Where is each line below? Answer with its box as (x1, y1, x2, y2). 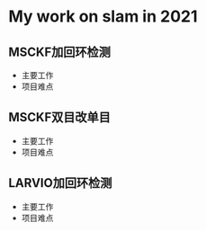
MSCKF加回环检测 (8, 44, 112, 59)
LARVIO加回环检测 (8, 175, 112, 191)
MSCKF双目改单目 (8, 110, 112, 125)
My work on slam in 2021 (8, 6, 198, 27)
